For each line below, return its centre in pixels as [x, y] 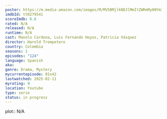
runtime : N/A [19, 33]
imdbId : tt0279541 [24, 14]
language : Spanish [24, 60]
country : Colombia [24, 47]
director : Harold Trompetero [35, 42]
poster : [13, 10]
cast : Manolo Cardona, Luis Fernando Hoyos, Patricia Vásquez [71, 38]
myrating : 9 [17, 83]
